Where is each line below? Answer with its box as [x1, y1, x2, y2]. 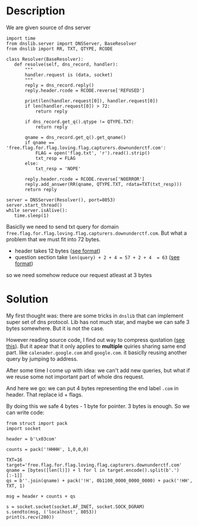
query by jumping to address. [6, 355, 78, 362]
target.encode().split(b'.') [107, 467, 180, 473]
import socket [6, 425, 42, 431]
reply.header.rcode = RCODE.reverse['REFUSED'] [24, 88, 145, 94]
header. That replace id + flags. [6, 391, 83, 398]
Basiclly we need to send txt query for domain [6, 223, 119, 230]
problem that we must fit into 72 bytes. [6, 235, 101, 242]
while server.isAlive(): [6, 207, 68, 213]
